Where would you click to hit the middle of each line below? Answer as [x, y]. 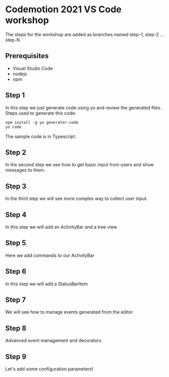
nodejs [20, 74]
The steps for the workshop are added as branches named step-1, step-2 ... [85, 34]
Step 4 [16, 215]
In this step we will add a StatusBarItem [47, 284]
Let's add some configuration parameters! [49, 369]
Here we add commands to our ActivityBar [50, 255]
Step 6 [16, 271]
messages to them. [25, 170]
